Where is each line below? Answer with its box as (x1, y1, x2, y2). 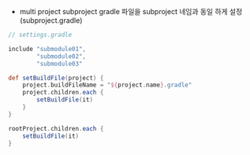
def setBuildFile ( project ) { (8, 74, 104, 82)
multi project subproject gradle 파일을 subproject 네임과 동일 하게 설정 (19, 7, 243, 16)
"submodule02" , (36, 52, 87, 61)
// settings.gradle (8, 31, 73, 39)
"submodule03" (36, 60, 83, 68)
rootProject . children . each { (8, 124, 104, 132)
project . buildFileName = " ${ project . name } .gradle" (22, 81, 192, 89)
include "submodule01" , (8, 45, 87, 53)
